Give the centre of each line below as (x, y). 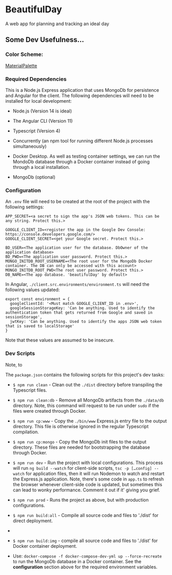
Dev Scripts (20, 354)
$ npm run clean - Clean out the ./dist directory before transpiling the (88, 385)
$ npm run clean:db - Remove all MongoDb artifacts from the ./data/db (88, 400)
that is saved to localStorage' (40, 326)
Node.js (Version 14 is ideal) (42, 111)
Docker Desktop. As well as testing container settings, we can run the (86, 156)
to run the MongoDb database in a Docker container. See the (77, 561)
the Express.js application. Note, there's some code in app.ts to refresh (88, 479)
